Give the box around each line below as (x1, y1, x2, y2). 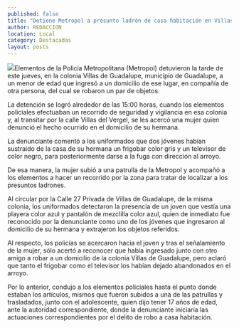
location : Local (7, 30, 55, 38)
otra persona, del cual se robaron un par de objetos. (7, 87, 160, 95)
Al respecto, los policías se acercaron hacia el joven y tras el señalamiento (7, 239, 225, 247)
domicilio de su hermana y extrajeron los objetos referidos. (7, 225, 180, 233)
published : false (7, 10, 59, 18)
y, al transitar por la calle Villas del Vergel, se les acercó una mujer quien (7, 115, 220, 124)
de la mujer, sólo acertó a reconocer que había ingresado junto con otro (7, 246, 218, 255)
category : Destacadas (7, 37, 72, 44)
